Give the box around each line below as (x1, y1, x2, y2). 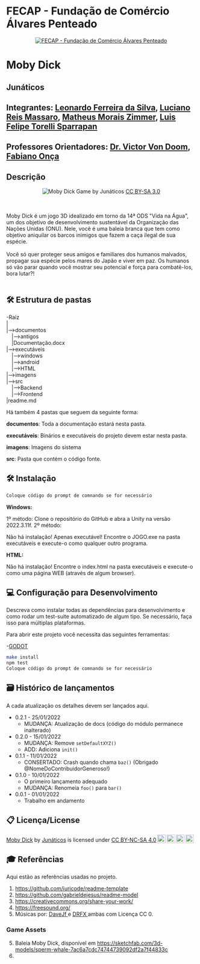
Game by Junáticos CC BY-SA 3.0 (76, 188, 161, 195)
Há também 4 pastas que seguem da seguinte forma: (6, 408, 139, 415)
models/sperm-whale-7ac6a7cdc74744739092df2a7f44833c (14, 945, 168, 953)
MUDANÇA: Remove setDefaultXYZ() (23, 739, 117, 746)
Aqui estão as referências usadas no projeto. (6, 873, 117, 881)
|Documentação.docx (11, 339, 65, 346)
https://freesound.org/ (14, 904, 70, 912)
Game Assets (6, 925, 46, 934)
